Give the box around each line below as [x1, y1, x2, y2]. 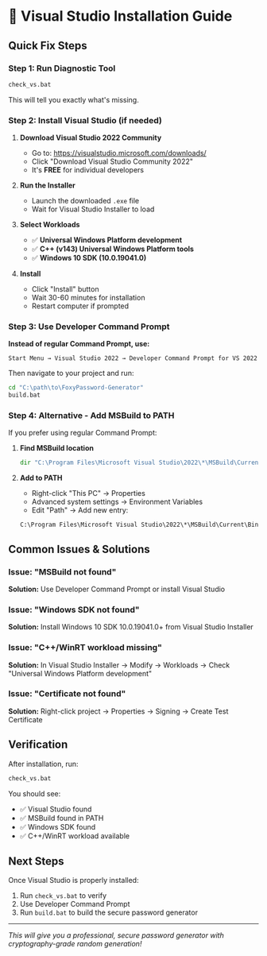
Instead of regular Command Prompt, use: [8, 339, 150, 349]
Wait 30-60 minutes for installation [31, 293, 145, 303]
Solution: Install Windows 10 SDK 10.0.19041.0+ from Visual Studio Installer [8, 622, 254, 632]
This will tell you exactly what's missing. [8, 95, 139, 104]
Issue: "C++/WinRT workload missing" [8, 642, 163, 653]
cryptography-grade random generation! [8, 939, 142, 949]
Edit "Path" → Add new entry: [31, 505, 129, 515]
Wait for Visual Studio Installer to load [31, 204, 155, 214]
